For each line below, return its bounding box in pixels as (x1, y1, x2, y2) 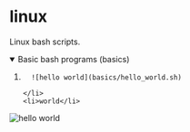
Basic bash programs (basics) (17, 53, 130, 64)
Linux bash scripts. (9, 36, 81, 47)
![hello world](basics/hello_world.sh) (31, 72, 182, 82)
